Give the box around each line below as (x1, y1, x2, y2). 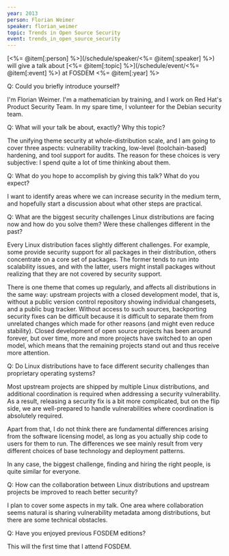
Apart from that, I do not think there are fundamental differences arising (7, 425, 208, 433)
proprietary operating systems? (7, 370, 96, 378)
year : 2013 (7, 10, 38, 17)
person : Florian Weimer (7, 16, 75, 23)
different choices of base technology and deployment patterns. (7, 447, 185, 455)
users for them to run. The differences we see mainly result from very (7, 439, 203, 448)
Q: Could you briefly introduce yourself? (7, 82, 120, 90)
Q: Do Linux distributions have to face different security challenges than (7, 362, 210, 370)
